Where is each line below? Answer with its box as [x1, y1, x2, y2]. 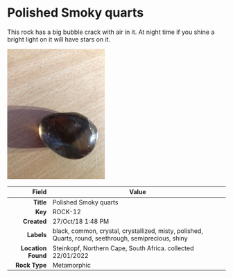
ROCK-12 [52, 207, 81, 216]
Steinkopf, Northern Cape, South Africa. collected [52, 244, 194, 252]
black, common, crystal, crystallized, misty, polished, [52, 227, 203, 235]
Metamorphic [52, 261, 92, 269]
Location [20, 244, 47, 252]
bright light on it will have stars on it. [7, 35, 111, 43]
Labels [26, 230, 47, 238]
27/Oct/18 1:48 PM [52, 217, 110, 226]
